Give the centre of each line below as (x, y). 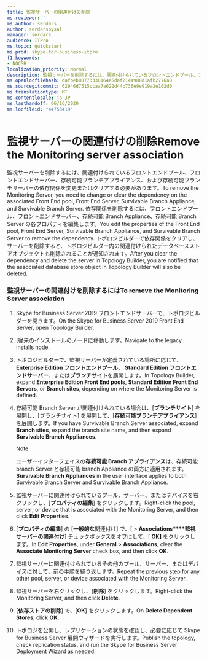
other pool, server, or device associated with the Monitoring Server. (101, 578)
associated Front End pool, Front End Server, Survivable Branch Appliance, (101, 201)
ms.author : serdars (32, 23)
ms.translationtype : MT (37, 92)
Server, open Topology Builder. (55, 327)
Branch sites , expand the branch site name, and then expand (93, 430)
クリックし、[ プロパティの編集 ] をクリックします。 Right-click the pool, (105, 503)
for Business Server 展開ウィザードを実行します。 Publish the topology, (106, 638)
